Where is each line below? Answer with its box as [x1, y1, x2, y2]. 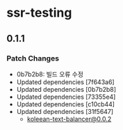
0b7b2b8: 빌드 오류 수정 [16, 70, 84, 78]
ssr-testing [6, 5, 72, 21]
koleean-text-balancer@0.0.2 [26, 115, 112, 123]
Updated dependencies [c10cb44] [16, 99, 115, 108]
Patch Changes [6, 54, 60, 63]
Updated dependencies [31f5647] [16, 107, 114, 115]
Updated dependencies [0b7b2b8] [16, 85, 116, 93]
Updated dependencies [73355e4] [16, 92, 116, 101]
